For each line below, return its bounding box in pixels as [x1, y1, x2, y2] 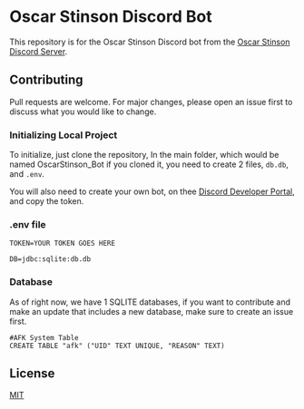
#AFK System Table [9, 333, 79, 342]
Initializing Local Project [9, 129, 118, 141]
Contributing [9, 73, 83, 88]
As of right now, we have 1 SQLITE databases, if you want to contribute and [9, 297, 290, 307]
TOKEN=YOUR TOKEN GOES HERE [9, 239, 116, 248]
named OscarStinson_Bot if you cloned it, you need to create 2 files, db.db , [9, 159, 289, 170]
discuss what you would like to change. [9, 106, 157, 117]
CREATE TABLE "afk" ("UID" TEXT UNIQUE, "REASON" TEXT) [9, 341, 225, 350]
